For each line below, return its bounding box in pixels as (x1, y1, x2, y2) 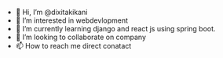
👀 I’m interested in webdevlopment (15, 16, 128, 25)
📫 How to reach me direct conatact (15, 42, 132, 50)
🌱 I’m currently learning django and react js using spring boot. (15, 24, 216, 33)
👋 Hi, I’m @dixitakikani (15, 8, 88, 16)
